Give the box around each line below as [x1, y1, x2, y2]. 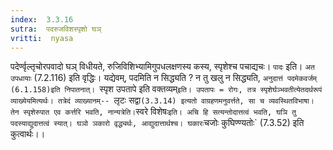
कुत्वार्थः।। [10, 128, 46, 140]
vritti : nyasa [10, 33, 74, 43]
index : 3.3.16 [10, 14, 74, 25]
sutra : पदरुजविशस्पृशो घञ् [10, 24, 102, 34]
